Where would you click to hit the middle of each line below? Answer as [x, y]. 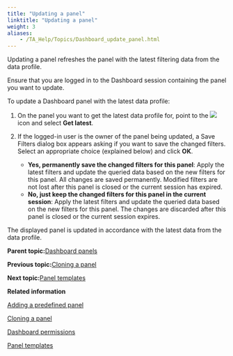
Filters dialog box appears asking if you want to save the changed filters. [121, 144]
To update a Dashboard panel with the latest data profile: [89, 101]
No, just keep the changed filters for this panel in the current [117, 194]
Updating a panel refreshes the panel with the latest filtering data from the [113, 59]
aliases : [20, 33]
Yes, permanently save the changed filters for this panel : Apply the [126, 165]
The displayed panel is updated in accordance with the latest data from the [114, 230]
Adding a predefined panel [46, 305]
